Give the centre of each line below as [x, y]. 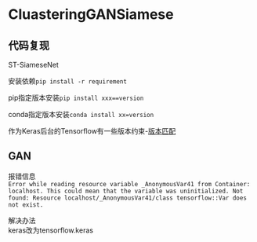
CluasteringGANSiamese [91, 15]
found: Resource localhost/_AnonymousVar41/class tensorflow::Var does [127, 198]
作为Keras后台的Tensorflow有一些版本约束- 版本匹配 [92, 131]
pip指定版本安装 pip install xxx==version [76, 97]
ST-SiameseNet [33, 65]
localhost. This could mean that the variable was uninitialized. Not [126, 191]
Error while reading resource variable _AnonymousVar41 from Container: [129, 184]
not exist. [26, 205]
